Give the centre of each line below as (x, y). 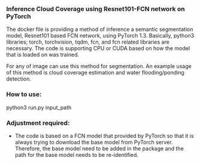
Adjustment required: (38, 123)
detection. (19, 79)
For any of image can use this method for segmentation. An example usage (99, 66)
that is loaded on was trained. (43, 55)
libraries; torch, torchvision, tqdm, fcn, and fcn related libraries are (88, 42)
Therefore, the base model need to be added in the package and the (99, 148)
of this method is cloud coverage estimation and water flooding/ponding (95, 73)
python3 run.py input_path (39, 107)
